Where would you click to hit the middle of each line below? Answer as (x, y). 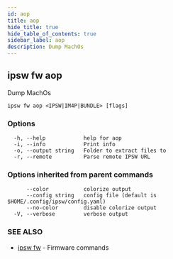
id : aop (19, 14)
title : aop (23, 21)
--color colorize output (79, 189)
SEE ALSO (25, 232)
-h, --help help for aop (68, 138)
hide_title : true (33, 27)
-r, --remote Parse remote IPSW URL (82, 157)
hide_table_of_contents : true (52, 34)
